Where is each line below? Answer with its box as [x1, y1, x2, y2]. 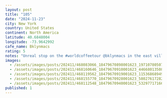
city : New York [5, 21, 37, 26]
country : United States [5, 26, 55, 31]
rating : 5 [5, 49, 26, 53]
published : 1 [5, 85, 32, 91]
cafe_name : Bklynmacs [5, 44, 50, 49]
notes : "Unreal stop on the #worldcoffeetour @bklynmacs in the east [5, 53, 153, 58]
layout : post [5, 7, 32, 12]
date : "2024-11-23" [5, 16, 46, 21]
